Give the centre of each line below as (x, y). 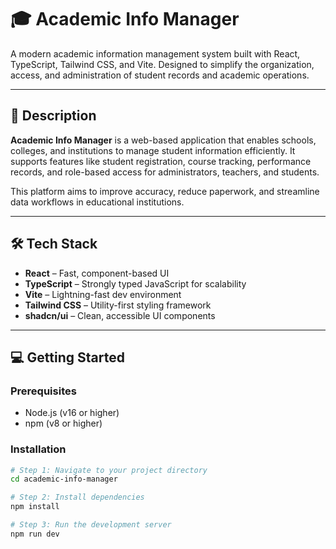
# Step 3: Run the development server (91, 525)
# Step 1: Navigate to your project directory (109, 470)
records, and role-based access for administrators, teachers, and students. (165, 172)
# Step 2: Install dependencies (77, 497)
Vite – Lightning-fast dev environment (103, 294)
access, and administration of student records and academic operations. (160, 75)
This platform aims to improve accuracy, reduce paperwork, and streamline (165, 191)
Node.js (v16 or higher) (72, 413)
